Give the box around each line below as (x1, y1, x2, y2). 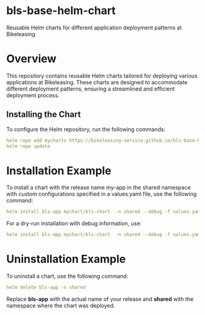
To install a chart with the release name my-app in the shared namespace (6, 184, 191, 191)
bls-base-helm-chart (6, 4, 116, 18)
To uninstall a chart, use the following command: (6, 273, 129, 280)
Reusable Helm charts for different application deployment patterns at (6, 24, 182, 31)
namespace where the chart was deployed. (6, 302, 115, 309)
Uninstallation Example (6, 252, 126, 266)
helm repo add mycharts (6, 137, 67, 144)
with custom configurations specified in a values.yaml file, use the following (6, 190, 197, 198)
